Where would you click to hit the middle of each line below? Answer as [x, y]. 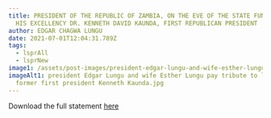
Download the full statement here [64, 106]
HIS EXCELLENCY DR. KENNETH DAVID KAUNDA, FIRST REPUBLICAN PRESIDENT [137, 23]
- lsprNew [32, 61]
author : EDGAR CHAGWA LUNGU [56, 31]
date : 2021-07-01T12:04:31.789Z [63, 38]
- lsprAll [32, 53]
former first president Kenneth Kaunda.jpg [90, 83]
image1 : [21, 68]
